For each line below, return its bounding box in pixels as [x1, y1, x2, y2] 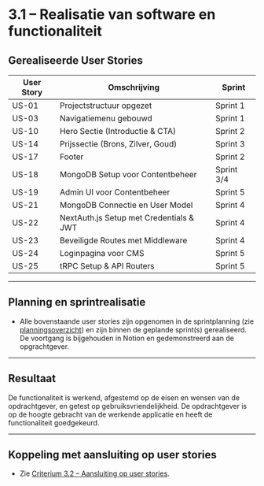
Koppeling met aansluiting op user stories [8, 448, 218, 462]
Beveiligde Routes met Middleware [59, 235, 188, 246]
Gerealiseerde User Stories [8, 54, 144, 67]
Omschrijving [108, 82, 159, 92]
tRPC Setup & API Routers [59, 261, 155, 271]
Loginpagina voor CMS [59, 248, 145, 258]
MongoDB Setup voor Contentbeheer [59, 169, 197, 180]
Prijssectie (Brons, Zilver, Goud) [59, 139, 178, 149]
